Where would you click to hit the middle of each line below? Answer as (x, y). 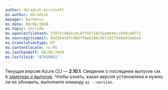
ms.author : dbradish (27, 15)
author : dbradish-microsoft (35, 10)
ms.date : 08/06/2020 (27, 24)
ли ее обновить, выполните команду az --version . (60, 82)
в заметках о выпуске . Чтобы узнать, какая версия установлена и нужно (84, 77)
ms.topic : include (24, 29)
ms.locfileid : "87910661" (32, 57)
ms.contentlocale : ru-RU (31, 48)
